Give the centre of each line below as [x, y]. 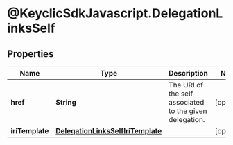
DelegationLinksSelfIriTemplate [109, 131]
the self [181, 94]
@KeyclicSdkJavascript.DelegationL [115, 14]
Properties [31, 54]
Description [188, 73]
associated [187, 102]
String [66, 102]
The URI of [186, 85]
